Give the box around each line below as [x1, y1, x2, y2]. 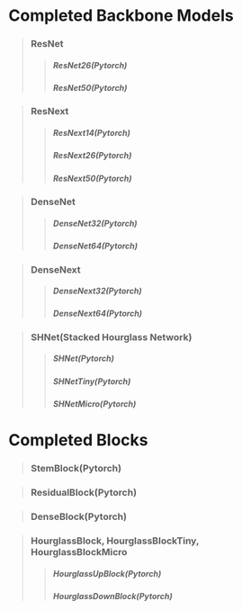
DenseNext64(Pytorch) [52, 308, 143, 319]
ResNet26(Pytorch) [52, 59, 128, 70]
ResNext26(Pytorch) [52, 150, 132, 161]
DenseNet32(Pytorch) [52, 218, 138, 229]
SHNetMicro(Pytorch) [52, 399, 137, 409]
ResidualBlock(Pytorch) [30, 487, 137, 499]
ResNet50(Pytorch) [52, 83, 128, 94]
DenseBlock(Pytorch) [30, 510, 128, 523]
